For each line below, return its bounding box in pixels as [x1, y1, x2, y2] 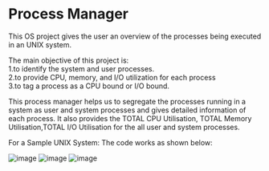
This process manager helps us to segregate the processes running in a [8, 96, 247, 106]
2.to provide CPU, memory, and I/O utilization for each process [8, 72, 216, 82]
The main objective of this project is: [8, 55, 129, 65]
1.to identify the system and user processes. [8, 63, 155, 73]
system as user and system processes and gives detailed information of [8, 105, 247, 115]
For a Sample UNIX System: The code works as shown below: [8, 137, 213, 147]
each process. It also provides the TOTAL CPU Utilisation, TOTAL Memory [8, 113, 252, 123]
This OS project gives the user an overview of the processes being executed [8, 31, 262, 41]
